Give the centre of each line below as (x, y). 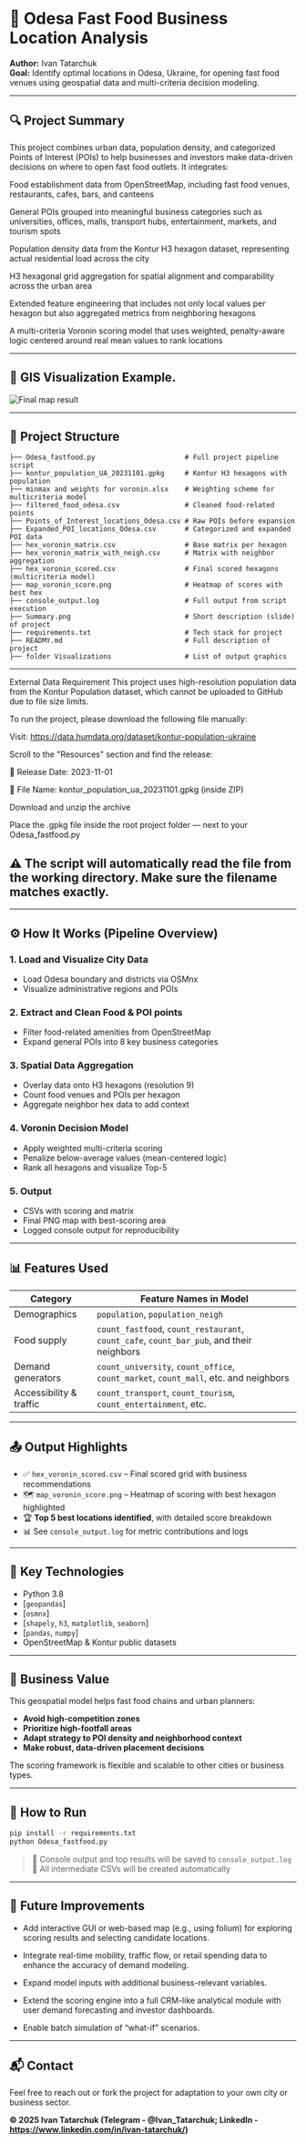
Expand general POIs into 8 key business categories (120, 1042)
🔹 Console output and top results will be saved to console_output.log (162, 1859)
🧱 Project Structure (65, 436)
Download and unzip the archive (70, 807)
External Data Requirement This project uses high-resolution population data (153, 682)
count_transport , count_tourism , (166, 1393)
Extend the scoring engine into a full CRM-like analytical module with (152, 2000)
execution (28, 609)
